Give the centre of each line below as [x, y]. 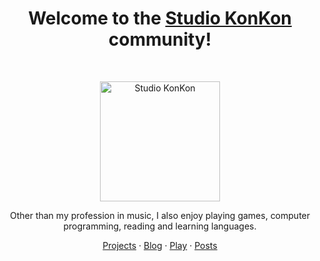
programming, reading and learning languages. [160, 226]
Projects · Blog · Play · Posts [160, 245]
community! [160, 39]
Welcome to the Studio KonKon [160, 18]
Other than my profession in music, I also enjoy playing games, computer [160, 215]
